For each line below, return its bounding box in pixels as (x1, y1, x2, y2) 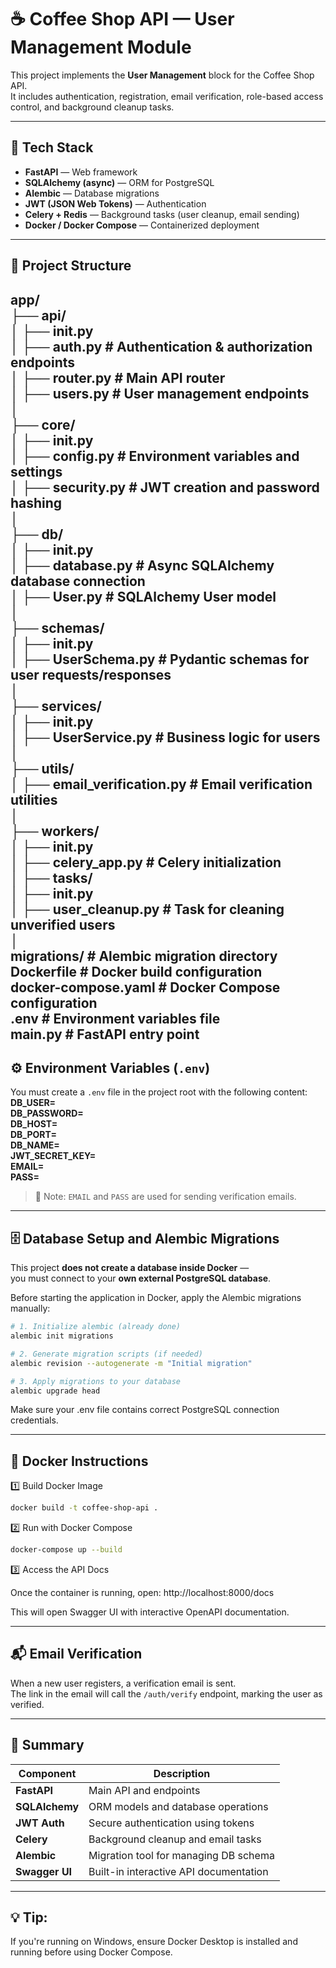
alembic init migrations (10, 1331, 114, 1341)
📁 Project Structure (10, 257, 132, 275)
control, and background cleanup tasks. (10, 101, 175, 113)
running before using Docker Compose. (10, 1946, 173, 1958)
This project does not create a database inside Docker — (10, 1262, 250, 1274)
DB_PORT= (10, 1129, 57, 1141)
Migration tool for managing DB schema (88, 1848, 275, 1862)
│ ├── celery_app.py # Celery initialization (10, 854, 282, 871)
